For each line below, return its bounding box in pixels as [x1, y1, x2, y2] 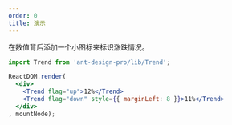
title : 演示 [8, 19, 46, 27]
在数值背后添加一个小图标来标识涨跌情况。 [8, 42, 149, 52]
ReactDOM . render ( [8, 73, 67, 81]
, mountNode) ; [8, 110, 56, 118]
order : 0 [8, 11, 38, 20]
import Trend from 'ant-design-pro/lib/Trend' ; [8, 58, 171, 67]
